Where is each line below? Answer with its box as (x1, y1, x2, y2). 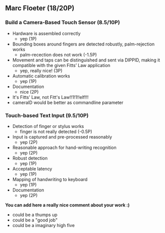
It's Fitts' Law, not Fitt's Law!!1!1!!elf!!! (12, 94, 89, 100)
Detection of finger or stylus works (12, 123, 84, 129)
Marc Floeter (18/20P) (5, 4, 75, 12)
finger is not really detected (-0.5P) (19, 128, 92, 134)
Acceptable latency (12, 165, 52, 171)
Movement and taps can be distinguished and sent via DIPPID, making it (12, 57, 161, 63)
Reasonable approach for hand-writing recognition (12, 144, 117, 150)
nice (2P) (19, 88, 39, 94)
